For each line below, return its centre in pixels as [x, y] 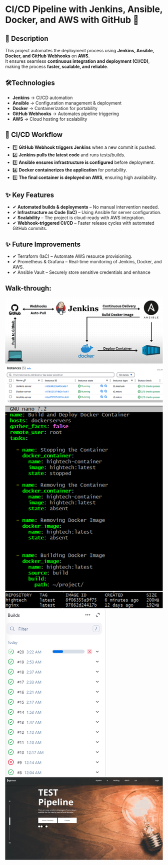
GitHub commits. [30, 228]
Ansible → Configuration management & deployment [67, 103]
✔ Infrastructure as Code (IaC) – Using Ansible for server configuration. [87, 213]
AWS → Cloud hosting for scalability [50, 119]
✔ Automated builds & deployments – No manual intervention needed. [85, 207]
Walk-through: [28, 288]
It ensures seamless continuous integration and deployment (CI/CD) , [77, 61]
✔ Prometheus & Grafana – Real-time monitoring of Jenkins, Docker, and [87, 262]
